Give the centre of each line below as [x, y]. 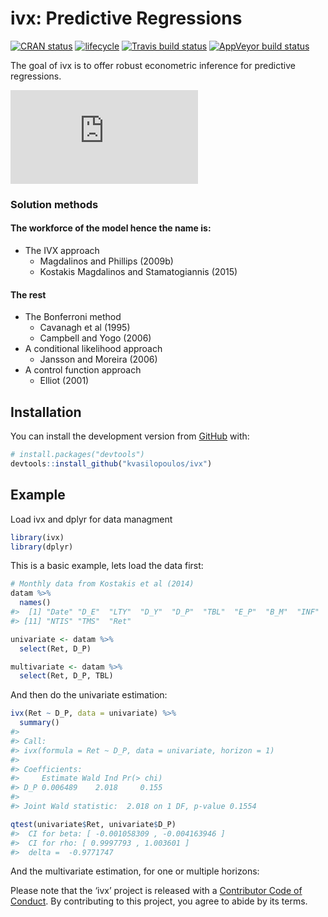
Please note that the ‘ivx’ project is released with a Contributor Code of [156, 891]
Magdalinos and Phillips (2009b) [106, 261]
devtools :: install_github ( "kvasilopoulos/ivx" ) [111, 463]
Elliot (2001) [64, 381]
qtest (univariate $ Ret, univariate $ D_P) [93, 824]
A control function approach [83, 370]
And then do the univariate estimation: [89, 695]
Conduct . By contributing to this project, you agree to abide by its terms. [159, 901]
